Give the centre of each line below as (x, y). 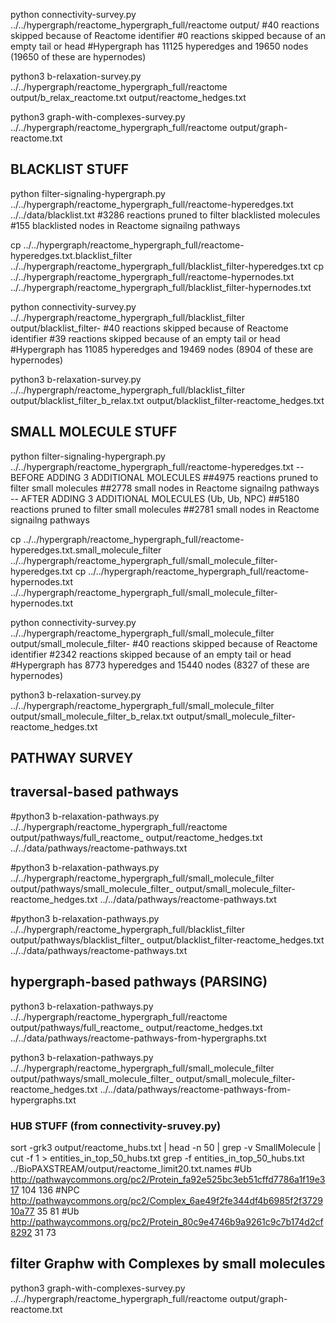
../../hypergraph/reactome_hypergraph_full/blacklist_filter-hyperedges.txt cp (167, 266)
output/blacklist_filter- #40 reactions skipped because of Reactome (149, 328)
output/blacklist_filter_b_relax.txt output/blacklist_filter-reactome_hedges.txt (167, 400)
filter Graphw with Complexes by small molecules (168, 1264)
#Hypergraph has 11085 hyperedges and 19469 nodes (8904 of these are (162, 349)
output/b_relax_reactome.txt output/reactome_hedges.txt (128, 97)
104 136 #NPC (50, 1190)
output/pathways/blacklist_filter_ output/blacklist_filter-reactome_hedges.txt (167, 940)
